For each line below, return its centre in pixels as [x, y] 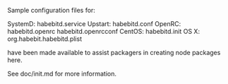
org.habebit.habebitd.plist [45, 39]
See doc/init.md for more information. [62, 74]
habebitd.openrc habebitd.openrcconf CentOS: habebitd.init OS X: [103, 31]
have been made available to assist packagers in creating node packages [114, 53]
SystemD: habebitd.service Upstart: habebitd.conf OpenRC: [94, 24]
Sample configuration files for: [51, 10]
